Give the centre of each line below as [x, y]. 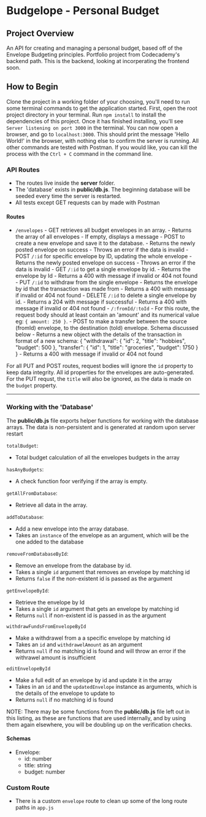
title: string [38, 765]
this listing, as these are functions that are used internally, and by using [96, 718]
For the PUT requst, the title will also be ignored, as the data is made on [99, 379]
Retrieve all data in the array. [51, 505]
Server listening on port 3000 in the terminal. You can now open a [92, 128]
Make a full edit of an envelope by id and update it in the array [93, 680]
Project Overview [40, 33]
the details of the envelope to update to [65, 693]
